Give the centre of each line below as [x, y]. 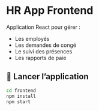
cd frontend [21, 91]
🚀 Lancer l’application [47, 76]
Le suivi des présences [43, 51]
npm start [19, 102]
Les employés [32, 38]
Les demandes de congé [46, 45]
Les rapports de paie [40, 58]
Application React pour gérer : [43, 27]
